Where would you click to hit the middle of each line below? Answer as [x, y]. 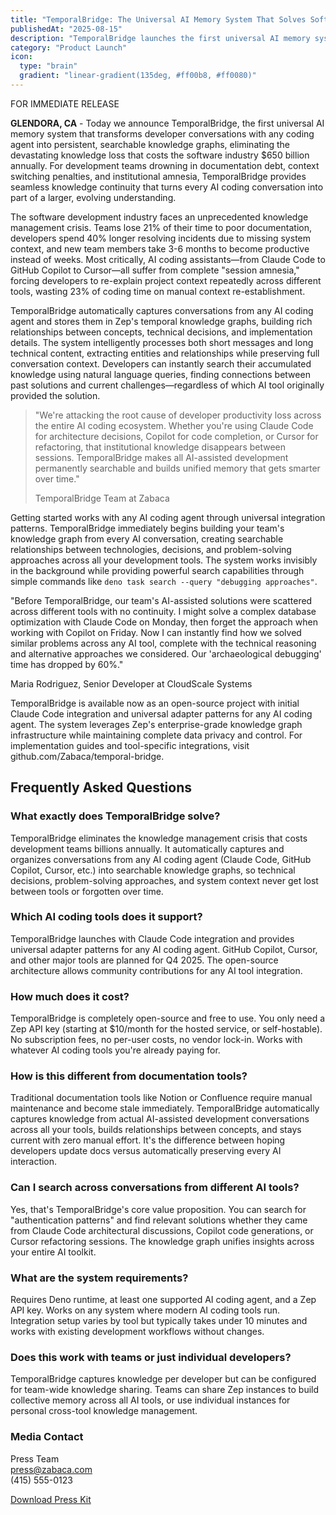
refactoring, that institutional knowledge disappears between [160, 447]
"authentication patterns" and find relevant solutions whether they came [159, 1220]
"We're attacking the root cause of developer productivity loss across [178, 415]
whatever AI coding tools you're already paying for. [115, 1050]
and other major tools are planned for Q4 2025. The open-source [144, 960]
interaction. [34, 1162]
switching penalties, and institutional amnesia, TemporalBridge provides [158, 176]
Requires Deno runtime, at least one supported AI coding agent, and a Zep [163, 1300]
